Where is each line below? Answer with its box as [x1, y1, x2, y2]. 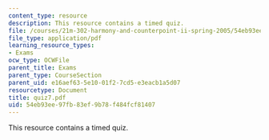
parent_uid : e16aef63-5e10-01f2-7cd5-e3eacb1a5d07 [8, 78, 181, 86]
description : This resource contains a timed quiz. [8, 19, 184, 27]
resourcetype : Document [8, 86, 88, 94]
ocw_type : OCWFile [8, 57, 70, 65]
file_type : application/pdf [8, 34, 102, 42]
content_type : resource [8, 11, 88, 20]
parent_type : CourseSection [8, 71, 102, 79]
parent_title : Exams [8, 64, 78, 72]
